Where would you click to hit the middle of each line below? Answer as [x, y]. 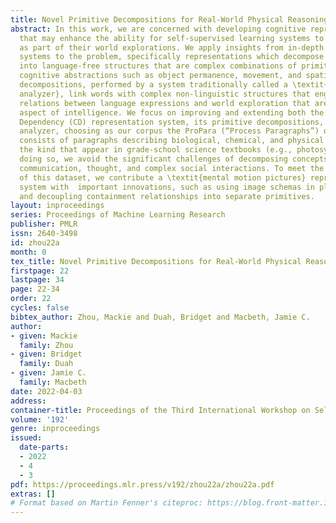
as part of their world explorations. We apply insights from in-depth [172, 47]
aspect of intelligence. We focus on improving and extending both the [172, 112]
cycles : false [40, 308]
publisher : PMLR [44, 224]
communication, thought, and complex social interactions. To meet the [172, 168]
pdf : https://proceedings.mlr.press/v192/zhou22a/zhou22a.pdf [142, 484]
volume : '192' [40, 419]
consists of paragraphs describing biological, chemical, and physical [172, 141]
